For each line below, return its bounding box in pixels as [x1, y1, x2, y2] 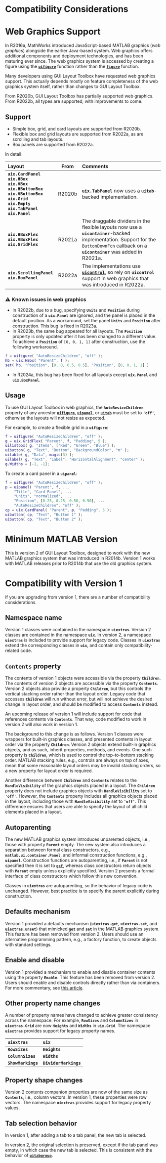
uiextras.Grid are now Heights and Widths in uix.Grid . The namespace [5, 1023, 151, 1029]
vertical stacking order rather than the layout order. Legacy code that [5, 691, 146, 697]
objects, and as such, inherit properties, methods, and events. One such [5, 747, 152, 753]
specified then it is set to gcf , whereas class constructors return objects [5, 862, 152, 868]
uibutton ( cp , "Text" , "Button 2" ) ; [5, 517, 83, 522]
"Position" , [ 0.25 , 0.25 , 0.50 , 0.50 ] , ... [14, 498, 105, 504]
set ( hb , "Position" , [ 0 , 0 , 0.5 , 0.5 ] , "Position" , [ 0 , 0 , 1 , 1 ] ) [5, 362, 149, 368]
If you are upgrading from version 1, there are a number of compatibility [5, 594, 151, 600]
